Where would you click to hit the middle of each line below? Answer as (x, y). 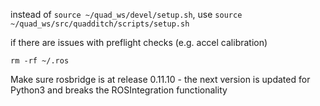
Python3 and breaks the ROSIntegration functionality (119, 90)
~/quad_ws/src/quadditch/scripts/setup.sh (100, 24)
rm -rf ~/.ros (40, 61)
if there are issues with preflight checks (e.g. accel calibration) (139, 42)
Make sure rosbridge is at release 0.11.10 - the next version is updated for (160, 79)
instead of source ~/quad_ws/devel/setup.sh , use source (126, 14)
